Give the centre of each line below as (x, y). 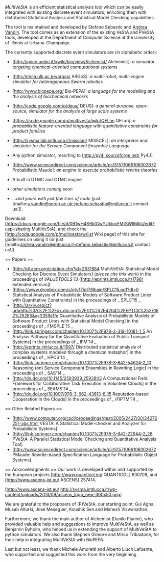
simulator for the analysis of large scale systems (78, 111)
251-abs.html (25, 423)
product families (29, 131)
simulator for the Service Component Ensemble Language (71, 146)
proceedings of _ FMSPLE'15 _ (43, 326)
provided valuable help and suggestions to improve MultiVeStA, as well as (80, 524)
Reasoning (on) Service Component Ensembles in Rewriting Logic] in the (85, 368)
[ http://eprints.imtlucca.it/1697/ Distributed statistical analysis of (77, 347)
